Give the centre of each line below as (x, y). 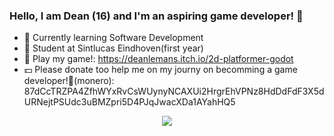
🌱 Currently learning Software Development (113, 38)
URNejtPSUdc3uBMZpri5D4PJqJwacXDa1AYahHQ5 (129, 102)
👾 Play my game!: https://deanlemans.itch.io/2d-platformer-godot (158, 59)
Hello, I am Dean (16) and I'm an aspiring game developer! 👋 (156, 16)
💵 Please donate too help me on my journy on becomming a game (160, 70)
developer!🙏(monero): (69, 81)
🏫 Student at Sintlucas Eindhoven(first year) (113, 48)
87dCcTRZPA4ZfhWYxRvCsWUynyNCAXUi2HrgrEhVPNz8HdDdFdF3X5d (174, 91)
